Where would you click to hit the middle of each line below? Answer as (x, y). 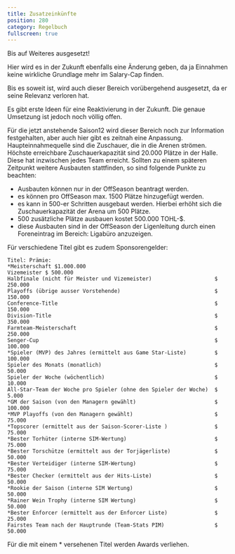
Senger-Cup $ (113, 341)
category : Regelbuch (38, 27)
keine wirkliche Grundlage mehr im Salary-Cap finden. (86, 75)
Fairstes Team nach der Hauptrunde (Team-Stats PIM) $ (113, 525)
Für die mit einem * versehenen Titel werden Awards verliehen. (98, 544)
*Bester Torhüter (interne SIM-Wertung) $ (113, 439)
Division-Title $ (113, 316)
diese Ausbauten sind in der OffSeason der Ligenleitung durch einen (116, 227)
